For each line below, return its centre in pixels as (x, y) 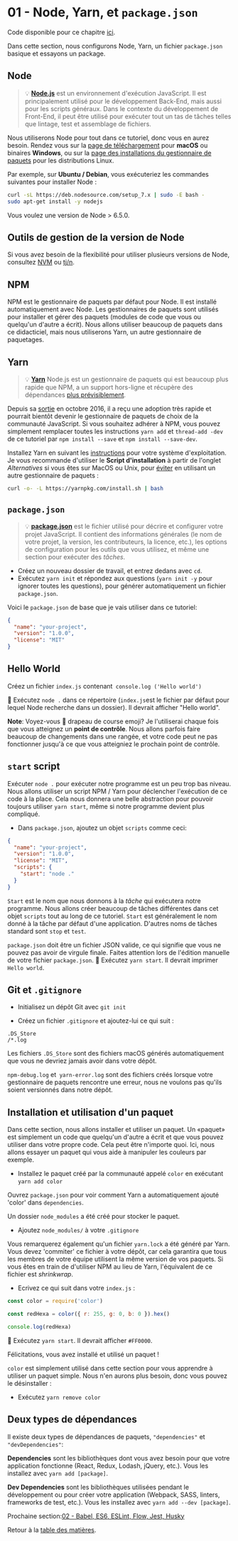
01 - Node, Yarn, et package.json (103, 12)
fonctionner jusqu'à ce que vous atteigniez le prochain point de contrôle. (114, 744)
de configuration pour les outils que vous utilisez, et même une (117, 549)
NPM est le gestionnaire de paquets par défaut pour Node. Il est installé (112, 302)
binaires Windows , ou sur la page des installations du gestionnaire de (109, 153)
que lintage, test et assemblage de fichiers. (88, 124)
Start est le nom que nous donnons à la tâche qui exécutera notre (104, 901)
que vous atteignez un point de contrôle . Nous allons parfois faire (104, 728)
